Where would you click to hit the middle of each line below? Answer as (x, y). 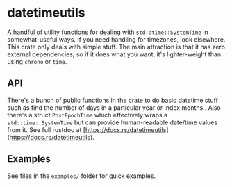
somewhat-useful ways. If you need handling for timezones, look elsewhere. (116, 39)
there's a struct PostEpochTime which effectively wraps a (88, 115)
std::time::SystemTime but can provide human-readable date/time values (112, 122)
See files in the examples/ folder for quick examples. (82, 176)
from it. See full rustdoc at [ (46, 129)
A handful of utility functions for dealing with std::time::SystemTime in (108, 32)
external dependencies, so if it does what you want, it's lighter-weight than (114, 54)
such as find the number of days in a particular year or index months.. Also (114, 107)
